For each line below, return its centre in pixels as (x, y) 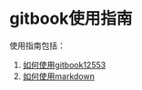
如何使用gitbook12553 (64, 65)
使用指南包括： (37, 45)
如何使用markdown (59, 76)
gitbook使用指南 (71, 19)
